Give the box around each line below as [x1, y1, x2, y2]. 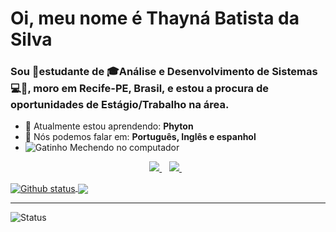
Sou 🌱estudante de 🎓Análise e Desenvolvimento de [10, 65, 270, 79]
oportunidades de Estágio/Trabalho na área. [10, 98, 230, 112]
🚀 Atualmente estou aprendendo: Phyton [24, 120, 194, 132]
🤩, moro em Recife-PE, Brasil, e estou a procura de [20, 82, 270, 96]
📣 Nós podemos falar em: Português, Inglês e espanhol [24, 131, 257, 143]
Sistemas [271, 65, 318, 79]
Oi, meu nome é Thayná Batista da [10, 7, 300, 30]
